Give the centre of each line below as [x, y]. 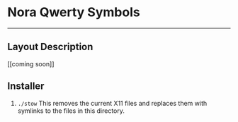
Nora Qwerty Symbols [74, 12]
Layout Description [50, 47]
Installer [26, 86]
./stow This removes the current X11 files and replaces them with [112, 103]
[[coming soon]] [31, 63]
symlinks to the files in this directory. [71, 111]
